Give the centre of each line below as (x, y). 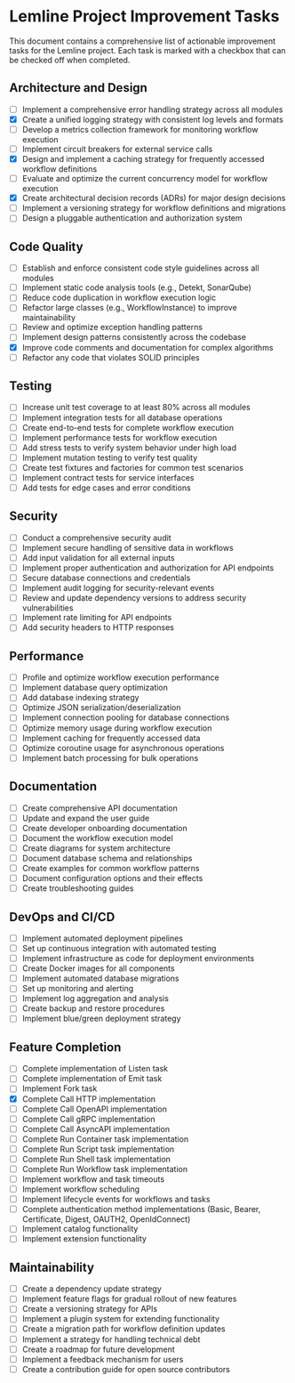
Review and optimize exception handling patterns (112, 328)
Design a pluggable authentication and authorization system (132, 218)
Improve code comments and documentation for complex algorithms (147, 347)
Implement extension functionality (84, 1239)
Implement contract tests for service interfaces (108, 477)
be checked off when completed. (70, 60)
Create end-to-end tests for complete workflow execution (128, 427)
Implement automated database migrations (100, 979)
